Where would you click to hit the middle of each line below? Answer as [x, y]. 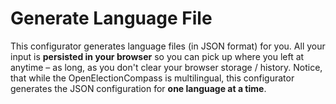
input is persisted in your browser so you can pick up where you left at [157, 56]
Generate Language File [111, 18]
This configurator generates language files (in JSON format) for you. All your [168, 46]
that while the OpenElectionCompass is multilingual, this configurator [152, 78]
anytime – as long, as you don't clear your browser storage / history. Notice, [166, 67]
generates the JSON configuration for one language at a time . [138, 88]
